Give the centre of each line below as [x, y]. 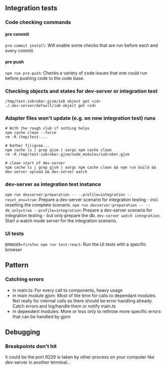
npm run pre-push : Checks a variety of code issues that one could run [76, 73]
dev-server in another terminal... [38, 363]
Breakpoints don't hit [31, 346]
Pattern [17, 265]
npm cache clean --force [31, 133]
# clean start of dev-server [35, 163]
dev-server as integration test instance [53, 184]
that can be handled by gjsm [41, 316]
